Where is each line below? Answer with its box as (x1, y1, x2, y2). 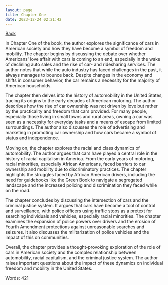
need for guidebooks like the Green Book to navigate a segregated (5, 177, 143, 183)
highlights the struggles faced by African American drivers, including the (5, 172, 155, 178)
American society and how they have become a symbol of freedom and (5, 46, 153, 52)
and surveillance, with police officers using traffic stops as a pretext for (5, 208, 152, 214)
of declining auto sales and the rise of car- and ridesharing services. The (5, 61, 156, 68)
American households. (5, 83, 52, 89)
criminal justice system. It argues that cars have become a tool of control (5, 203, 156, 209)
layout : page (5, 7, 33, 13)
